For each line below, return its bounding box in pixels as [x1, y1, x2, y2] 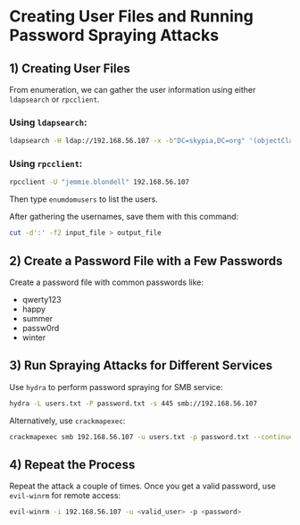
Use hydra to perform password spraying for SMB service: [9, 381, 223, 392]
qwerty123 [21, 295, 62, 305]
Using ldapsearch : [9, 116, 87, 129]
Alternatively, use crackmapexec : [9, 415, 126, 426]
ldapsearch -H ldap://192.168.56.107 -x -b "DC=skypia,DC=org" [9, 137, 246, 146]
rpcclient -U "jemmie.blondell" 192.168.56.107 [9, 178, 190, 187]
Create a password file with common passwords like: [9, 277, 204, 287]
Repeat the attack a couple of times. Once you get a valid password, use [9, 480, 277, 492]
